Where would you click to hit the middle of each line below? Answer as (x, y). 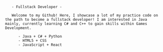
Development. (18, 28)
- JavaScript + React (40, 45)
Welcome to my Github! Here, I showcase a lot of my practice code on (85, 15)
